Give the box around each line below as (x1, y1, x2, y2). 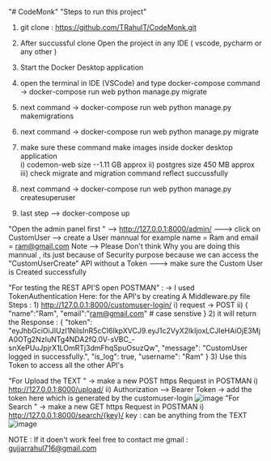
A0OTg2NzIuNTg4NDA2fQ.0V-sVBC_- (8, 335, 135, 344)
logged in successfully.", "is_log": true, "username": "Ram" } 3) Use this (8, 352, 247, 361)
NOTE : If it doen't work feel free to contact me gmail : (8, 435, 188, 444)
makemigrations (19, 111, 74, 121)
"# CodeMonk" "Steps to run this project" (8, 7, 147, 16)
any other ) (19, 47, 57, 56)
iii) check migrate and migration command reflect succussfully (19, 169, 229, 177)
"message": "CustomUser (161, 344, 248, 352)
